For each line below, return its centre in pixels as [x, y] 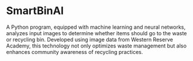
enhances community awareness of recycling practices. [75, 52]
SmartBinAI [35, 11]
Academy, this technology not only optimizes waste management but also [96, 46]
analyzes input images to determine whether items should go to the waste [96, 33]
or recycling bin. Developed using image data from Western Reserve [90, 39]
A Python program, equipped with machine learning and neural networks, [96, 27]
